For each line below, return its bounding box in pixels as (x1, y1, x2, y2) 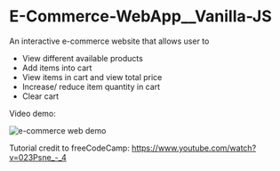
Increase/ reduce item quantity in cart (21, 81, 161, 92)
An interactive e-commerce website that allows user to (9, 36, 210, 46)
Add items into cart (21, 62, 92, 73)
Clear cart (21, 91, 60, 102)
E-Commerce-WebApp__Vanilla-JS (9, 6, 273, 27)
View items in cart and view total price (21, 71, 163, 82)
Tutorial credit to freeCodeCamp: (9, 142, 131, 153)
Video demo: (9, 108, 56, 118)
